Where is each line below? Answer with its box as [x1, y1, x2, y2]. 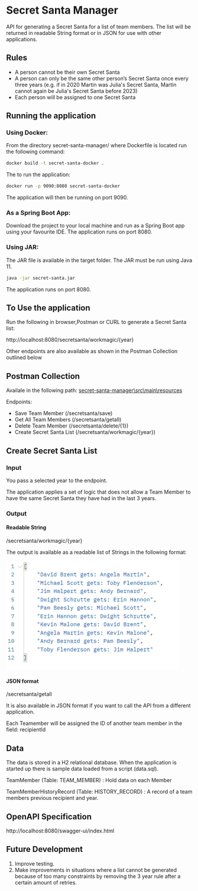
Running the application [6, 111, 96, 121]
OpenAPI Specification [6, 811, 92, 822]
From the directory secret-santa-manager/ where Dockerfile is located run [6, 142, 187, 149]
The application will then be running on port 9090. [6, 194, 128, 201]
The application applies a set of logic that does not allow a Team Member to [6, 488, 191, 495]
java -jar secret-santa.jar [6, 275, 76, 281]
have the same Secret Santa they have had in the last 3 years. [6, 494, 157, 501]
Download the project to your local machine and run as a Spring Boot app [6, 222, 185, 229]
